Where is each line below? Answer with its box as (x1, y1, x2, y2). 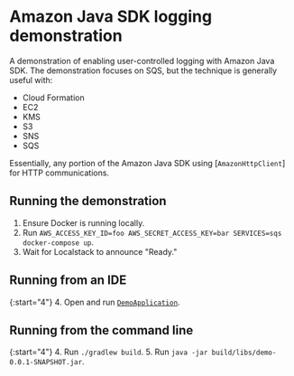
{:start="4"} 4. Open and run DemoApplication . (9, 296, 180, 307)
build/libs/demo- (211, 348, 277, 358)
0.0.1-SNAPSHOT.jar (9, 358, 83, 367)
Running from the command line (9, 323, 194, 338)
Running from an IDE (9, 273, 127, 288)
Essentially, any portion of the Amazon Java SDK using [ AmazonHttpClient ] (9, 157, 286, 168)
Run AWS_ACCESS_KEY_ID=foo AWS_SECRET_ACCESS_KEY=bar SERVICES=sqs (22, 227, 282, 238)
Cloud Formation (22, 92, 85, 103)
